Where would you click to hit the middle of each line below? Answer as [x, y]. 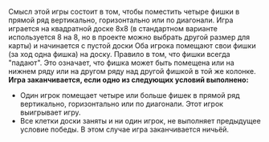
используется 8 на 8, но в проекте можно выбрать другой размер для [129, 37]
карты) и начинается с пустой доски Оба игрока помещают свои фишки [132, 46]
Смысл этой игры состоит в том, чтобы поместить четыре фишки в [124, 12]
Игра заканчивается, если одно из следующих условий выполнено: [128, 80]
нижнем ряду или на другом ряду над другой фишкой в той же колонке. [132, 71]
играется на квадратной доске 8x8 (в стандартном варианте [113, 28]
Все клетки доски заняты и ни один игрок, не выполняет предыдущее [140, 121]
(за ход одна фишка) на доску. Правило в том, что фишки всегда [119, 54]
